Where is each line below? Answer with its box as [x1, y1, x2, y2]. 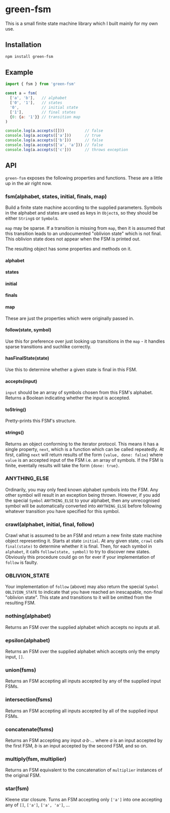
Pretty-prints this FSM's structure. [5, 418, 77, 424]
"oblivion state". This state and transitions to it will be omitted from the [5, 594, 152, 600]
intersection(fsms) [5, 696, 52, 703]
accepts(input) [5, 378, 38, 384]
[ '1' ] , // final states [10, 109, 76, 115]
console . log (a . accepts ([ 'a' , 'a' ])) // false [5, 142, 103, 148]
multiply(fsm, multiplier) [5, 755, 67, 762]
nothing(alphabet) [5, 613, 51, 620]
